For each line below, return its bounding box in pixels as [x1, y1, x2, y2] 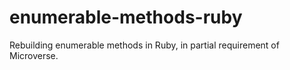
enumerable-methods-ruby [9, 6, 243, 29]
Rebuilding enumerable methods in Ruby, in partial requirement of [9, 39, 280, 51]
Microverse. [9, 49, 59, 61]
